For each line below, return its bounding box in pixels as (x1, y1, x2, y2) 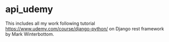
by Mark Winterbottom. (5, 31, 54, 37)
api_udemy (5, 4, 53, 15)
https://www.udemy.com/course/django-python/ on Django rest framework (5, 25, 164, 31)
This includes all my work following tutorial (5, 20, 96, 26)
